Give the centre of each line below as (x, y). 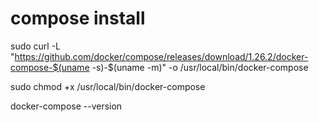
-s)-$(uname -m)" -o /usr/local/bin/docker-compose (200, 67)
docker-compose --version (66, 106)
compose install (78, 18)
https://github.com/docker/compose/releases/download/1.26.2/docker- (161, 56)
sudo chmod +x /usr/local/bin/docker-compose (108, 86)
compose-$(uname (50, 67)
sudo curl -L (36, 46)
